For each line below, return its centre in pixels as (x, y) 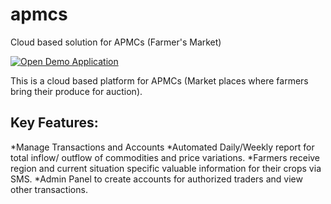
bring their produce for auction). (76, 91)
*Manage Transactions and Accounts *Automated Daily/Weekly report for (162, 147)
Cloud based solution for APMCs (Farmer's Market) (116, 42)
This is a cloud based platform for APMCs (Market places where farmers (159, 80)
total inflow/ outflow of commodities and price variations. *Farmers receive (165, 157)
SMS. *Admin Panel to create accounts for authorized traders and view (156, 179)
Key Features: (54, 123)
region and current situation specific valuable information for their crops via (166, 168)
